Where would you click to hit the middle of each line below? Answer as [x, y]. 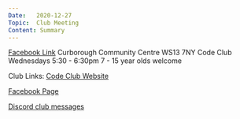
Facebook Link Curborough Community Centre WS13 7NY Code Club [120, 53]
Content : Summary [37, 30]
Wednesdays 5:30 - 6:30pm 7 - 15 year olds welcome [95, 61]
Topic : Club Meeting [44, 23]
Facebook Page [33, 91]
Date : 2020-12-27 [40, 15]
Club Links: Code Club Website [58, 76]
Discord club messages [46, 106]
